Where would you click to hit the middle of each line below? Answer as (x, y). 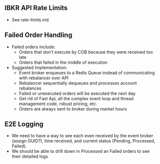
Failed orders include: (33, 47)
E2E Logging (24, 124)
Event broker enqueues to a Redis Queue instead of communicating (87, 73)
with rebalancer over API (44, 78)
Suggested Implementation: (39, 67)
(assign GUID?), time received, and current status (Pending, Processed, (83, 141)
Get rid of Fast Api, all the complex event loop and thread (76, 98)
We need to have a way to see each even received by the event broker (82, 136)
